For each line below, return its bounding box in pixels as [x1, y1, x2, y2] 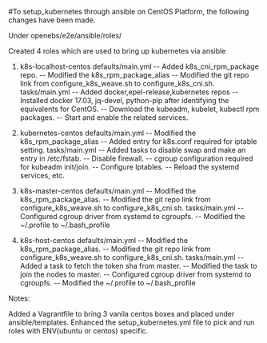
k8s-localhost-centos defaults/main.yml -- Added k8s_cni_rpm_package [19, 62, 260, 71]
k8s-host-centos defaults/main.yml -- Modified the [19, 236, 189, 245]
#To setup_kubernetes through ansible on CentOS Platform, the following [8, 7, 249, 16]
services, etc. [19, 171, 66, 180]
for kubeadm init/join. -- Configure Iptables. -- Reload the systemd [19, 162, 240, 171]
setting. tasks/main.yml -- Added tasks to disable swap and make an [19, 146, 246, 154]
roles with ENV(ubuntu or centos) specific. [8, 326, 149, 335]
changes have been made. [8, 15, 96, 25]
